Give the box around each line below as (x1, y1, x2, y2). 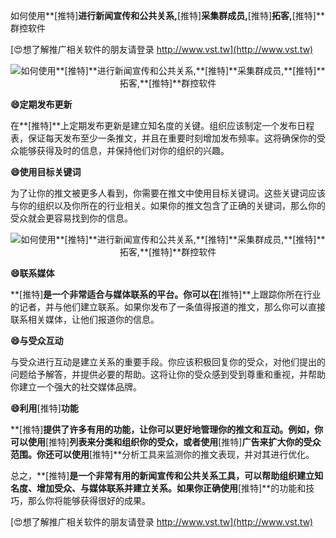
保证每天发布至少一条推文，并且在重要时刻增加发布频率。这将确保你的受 (27, 132, 326, 144)
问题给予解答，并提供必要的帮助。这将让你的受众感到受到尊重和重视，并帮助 (10, 369, 326, 380)
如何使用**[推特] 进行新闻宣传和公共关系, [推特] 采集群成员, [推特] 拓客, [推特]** (10, 10, 325, 21)
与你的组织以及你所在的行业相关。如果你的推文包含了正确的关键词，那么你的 (10, 200, 326, 211)
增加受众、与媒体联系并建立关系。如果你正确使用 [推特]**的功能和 (36, 482, 307, 494)
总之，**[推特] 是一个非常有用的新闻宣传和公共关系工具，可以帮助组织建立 (10, 470, 315, 481)
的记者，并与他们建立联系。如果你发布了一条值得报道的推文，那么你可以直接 (10, 301, 326, 313)
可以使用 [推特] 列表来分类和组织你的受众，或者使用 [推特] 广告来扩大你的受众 (10, 436, 322, 448)
